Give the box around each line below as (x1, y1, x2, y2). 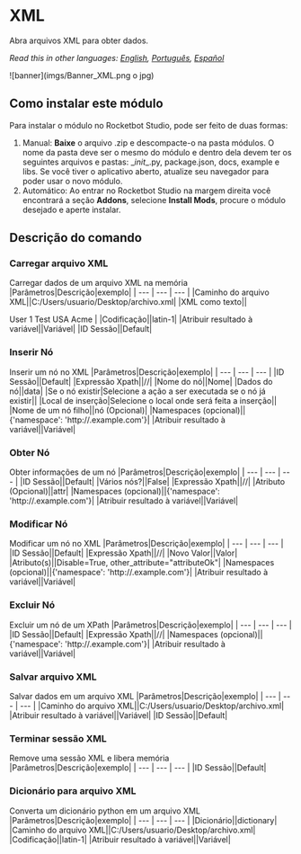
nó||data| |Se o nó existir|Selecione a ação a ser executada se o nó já (9, 386, 267, 396)
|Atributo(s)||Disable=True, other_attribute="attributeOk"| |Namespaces (9, 557, 275, 568)
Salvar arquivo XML (9, 671, 97, 683)
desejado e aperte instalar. (22, 204, 121, 215)
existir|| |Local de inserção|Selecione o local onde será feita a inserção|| (9, 395, 278, 405)
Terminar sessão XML (9, 732, 107, 744)
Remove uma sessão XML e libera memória (9, 752, 170, 764)
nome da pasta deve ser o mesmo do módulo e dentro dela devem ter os (22, 147, 292, 157)
